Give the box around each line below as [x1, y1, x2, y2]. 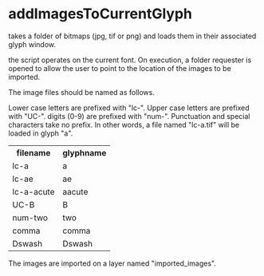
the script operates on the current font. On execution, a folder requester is [8, 55, 252, 65]
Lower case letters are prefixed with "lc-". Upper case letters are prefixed [8, 103, 250, 112]
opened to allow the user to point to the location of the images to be [8, 63, 231, 73]
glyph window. [8, 39, 56, 49]
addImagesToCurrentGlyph [8, 5, 193, 23]
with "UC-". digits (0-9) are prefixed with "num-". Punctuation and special [8, 111, 250, 120]
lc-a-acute [12, 186, 55, 197]
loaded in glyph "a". [8, 128, 73, 138]
